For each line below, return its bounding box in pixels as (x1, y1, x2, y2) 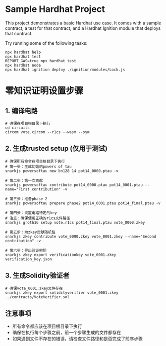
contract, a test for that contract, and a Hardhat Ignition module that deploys (5, 25, 161, 31)
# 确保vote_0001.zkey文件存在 (5, 286, 63, 291)
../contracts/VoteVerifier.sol (5, 294, 70, 299)
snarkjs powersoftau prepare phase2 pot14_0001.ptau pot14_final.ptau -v (5, 200, 161, 206)
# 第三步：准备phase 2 (5, 196, 48, 201)
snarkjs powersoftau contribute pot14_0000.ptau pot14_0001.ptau (5, 182, 143, 187)
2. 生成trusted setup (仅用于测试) (5, 144, 108, 153)
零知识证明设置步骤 (5, 86, 84, 96)
